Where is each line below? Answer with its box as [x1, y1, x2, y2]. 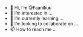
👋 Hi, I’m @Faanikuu [10, 5, 52, 10]
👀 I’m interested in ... [10, 10, 53, 16]
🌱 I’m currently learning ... [10, 15, 64, 21]
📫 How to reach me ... [10, 26, 57, 32]
